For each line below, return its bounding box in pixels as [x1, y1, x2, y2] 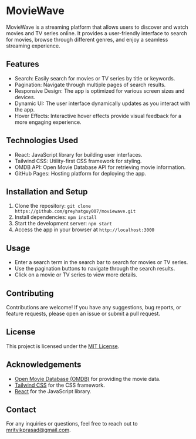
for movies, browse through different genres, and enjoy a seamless [6, 36, 168, 43]
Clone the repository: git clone [14, 202, 91, 210]
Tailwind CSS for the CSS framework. [14, 381, 105, 389]
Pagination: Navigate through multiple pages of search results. [14, 81, 166, 88]
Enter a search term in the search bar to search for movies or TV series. [14, 259, 188, 266]
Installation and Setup [6, 187, 88, 197]
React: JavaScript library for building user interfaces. [14, 151, 143, 158]
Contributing [6, 288, 54, 298]
